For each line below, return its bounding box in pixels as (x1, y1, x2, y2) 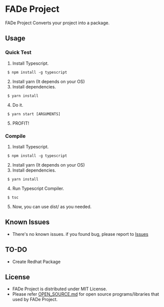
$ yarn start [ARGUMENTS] (7, 111, 61, 117)
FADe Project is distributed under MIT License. (12, 286, 107, 292)
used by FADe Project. (12, 297, 58, 303)
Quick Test (5, 49, 32, 56)
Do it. (12, 102, 24, 108)
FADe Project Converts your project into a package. (5, 20, 110, 26)
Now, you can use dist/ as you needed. (12, 204, 92, 210)
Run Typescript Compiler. (12, 185, 64, 191)
